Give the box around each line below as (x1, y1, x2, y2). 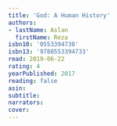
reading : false (8, 77, 58, 85)
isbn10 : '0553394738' (8, 41, 79, 49)
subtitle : (8, 92, 41, 99)
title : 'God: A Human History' (8, 11, 111, 20)
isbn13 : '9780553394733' (8, 48, 90, 56)
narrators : (8, 99, 44, 106)
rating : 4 (8, 63, 41, 70)
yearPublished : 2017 (8, 70, 76, 77)
